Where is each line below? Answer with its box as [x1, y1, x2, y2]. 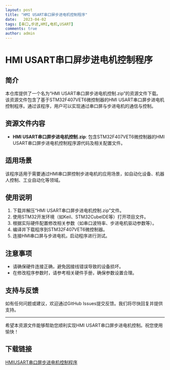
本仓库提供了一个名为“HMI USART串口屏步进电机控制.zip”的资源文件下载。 [5, 91, 161, 96]
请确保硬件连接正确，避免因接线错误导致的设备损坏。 [12, 264, 124, 270]
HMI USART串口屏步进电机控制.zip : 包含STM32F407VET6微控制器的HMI [12, 134, 165, 140]
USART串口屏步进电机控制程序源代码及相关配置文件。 [12, 140, 125, 146]
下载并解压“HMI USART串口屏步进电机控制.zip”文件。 [12, 208, 124, 214]
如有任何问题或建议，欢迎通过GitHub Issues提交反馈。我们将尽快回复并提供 [5, 301, 163, 307]
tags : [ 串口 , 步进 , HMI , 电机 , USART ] [5, 21, 73, 27]
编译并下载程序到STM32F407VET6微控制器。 [12, 226, 108, 233]
